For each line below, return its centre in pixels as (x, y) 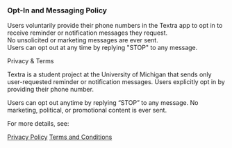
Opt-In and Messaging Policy (57, 10)
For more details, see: (38, 124)
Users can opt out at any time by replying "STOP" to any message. (102, 48)
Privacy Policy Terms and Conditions (60, 137)
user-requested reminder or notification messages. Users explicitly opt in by (116, 82)
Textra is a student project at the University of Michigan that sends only (109, 74)
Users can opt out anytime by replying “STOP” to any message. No (103, 103)
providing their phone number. (50, 90)
